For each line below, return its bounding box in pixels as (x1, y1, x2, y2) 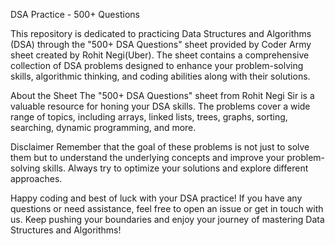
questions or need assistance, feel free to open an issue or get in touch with (10, 203, 324, 214)
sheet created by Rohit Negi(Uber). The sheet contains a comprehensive (10, 49, 310, 61)
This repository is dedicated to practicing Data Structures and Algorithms (10, 28, 312, 39)
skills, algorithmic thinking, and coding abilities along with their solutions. (10, 70, 311, 82)
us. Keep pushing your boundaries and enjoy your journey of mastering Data (10, 214, 325, 225)
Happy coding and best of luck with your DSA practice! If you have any (10, 192, 303, 204)
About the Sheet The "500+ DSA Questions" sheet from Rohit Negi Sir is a (10, 90, 315, 101)
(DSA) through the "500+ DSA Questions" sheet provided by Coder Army (10, 39, 312, 50)
